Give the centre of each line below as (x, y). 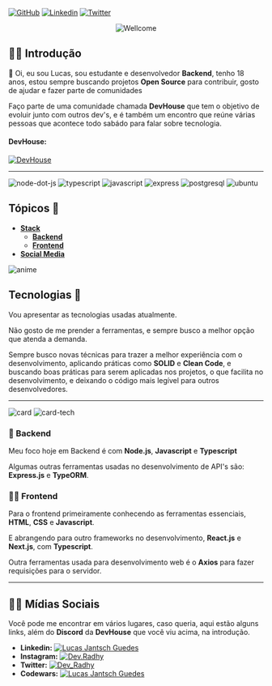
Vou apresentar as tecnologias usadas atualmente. (93, 314)
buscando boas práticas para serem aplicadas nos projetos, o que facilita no (136, 372)
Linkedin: (36, 648)
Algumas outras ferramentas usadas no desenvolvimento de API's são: (126, 467)
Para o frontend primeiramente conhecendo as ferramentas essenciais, (127, 513)
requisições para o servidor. (55, 571)
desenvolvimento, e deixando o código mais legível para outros (114, 380)
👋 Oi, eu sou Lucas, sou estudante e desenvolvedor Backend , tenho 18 (126, 73)
